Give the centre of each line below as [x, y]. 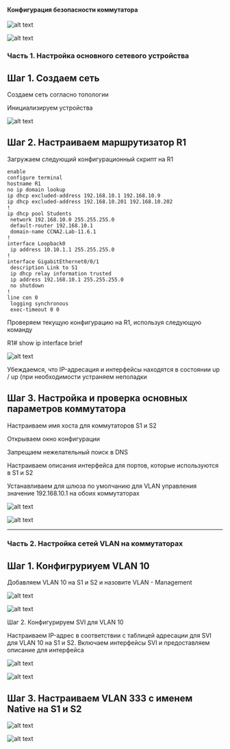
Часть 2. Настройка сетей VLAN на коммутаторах [95, 543]
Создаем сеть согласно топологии [58, 94]
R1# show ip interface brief [45, 343]
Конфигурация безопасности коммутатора [73, 10]
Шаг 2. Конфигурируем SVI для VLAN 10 [65, 622]
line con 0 [23, 297]
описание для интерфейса [46, 650]
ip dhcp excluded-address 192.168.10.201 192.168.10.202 [90, 201]
